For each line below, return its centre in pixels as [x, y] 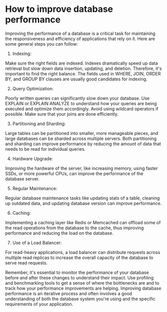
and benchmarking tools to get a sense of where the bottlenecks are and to [82, 283]
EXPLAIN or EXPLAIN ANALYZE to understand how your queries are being [81, 103]
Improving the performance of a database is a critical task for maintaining [80, 33]
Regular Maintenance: [35, 188]
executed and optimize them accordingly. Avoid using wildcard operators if [82, 109]
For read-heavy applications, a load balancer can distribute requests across [83, 252]
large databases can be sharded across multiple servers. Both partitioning [81, 138]
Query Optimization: [33, 88]
